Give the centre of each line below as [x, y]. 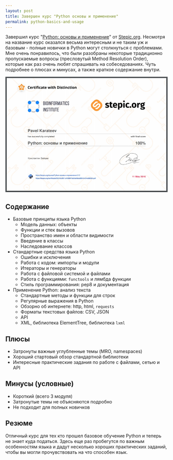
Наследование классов [46, 246]
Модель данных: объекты [49, 225]
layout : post [19, 11]
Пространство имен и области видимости [67, 235]
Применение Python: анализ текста [52, 290]
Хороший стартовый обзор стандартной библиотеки [71, 357]
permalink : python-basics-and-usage [45, 22]
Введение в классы [42, 241]
